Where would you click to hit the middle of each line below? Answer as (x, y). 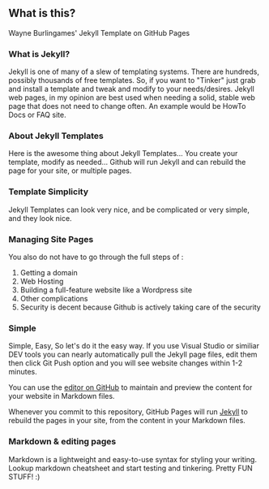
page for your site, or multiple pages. (70, 171)
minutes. (23, 372)
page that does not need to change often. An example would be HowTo (127, 106)
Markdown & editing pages (62, 442)
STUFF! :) (24, 476)
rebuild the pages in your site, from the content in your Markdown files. (127, 421)
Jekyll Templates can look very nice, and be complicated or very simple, (129, 210)
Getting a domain (49, 273)
